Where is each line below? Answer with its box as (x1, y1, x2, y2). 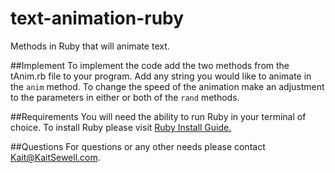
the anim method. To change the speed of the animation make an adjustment (10, 80, 325, 92)
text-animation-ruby (10, 7, 185, 30)
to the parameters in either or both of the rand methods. (10, 91, 240, 103)
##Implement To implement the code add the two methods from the (10, 59, 290, 71)
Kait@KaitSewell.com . (10, 151, 101, 163)
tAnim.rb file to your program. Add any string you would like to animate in (10, 70, 312, 82)
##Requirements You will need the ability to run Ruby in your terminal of (10, 110, 307, 122)
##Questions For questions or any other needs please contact (10, 140, 266, 152)
